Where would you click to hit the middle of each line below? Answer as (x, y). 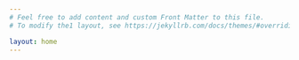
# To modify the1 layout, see (65, 26)
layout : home (33, 41)
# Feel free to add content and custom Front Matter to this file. (137, 17)
